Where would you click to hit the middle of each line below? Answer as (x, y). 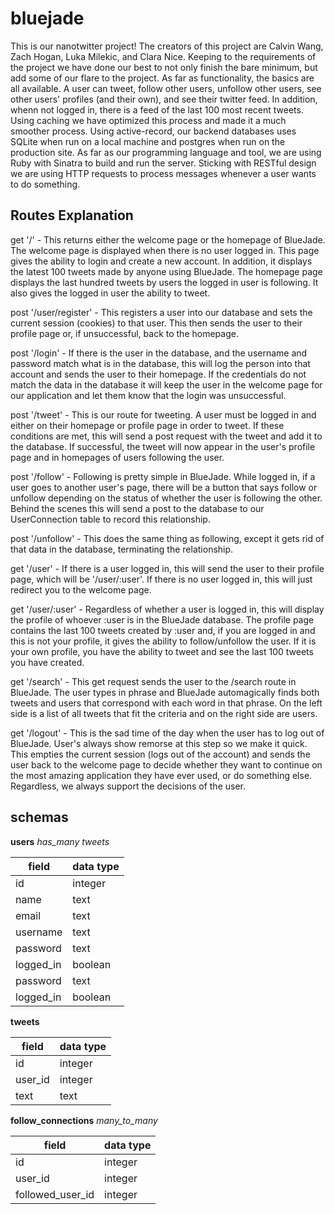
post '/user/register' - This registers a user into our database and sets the (161, 312)
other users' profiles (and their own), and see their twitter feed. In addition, (164, 99)
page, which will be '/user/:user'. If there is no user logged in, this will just (161, 579)
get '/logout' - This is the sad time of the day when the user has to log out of (167, 733)
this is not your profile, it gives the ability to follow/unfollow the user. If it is (163, 641)
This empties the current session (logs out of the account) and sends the (160, 754)
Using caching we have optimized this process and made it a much (148, 120)
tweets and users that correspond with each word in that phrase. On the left (166, 703)
